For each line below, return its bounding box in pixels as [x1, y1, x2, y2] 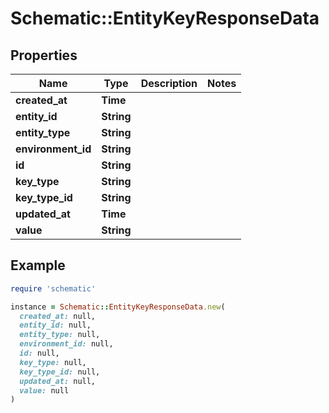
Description [140, 77, 198, 90]
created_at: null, [19, 311, 97, 321]
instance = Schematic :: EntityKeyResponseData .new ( [10, 302, 226, 312]
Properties [10, 47, 78, 64]
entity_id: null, [19, 320, 92, 331]
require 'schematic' [10, 283, 97, 294]
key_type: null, [19, 357, 87, 367]
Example [10, 257, 66, 274]
